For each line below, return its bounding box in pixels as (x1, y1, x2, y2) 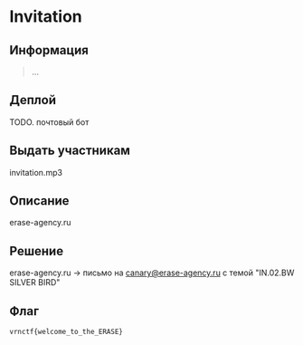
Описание (9, 193, 70, 209)
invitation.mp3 (9, 167, 63, 177)
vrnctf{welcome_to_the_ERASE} (9, 328, 124, 337)
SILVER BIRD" (9, 277, 61, 288)
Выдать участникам (9, 143, 131, 158)
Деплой (9, 92, 57, 108)
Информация (9, 43, 89, 58)
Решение (9, 243, 64, 259)
